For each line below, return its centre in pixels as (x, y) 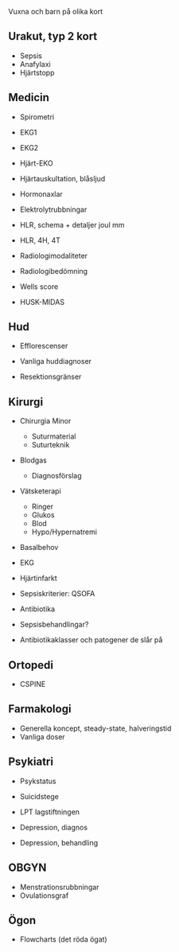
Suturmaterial (54, 436)
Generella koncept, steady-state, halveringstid (95, 728)
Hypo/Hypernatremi (64, 532)
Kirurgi (26, 402)
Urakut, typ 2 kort (53, 36)
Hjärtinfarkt (38, 578)
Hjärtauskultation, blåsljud (62, 178)
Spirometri (37, 117)
